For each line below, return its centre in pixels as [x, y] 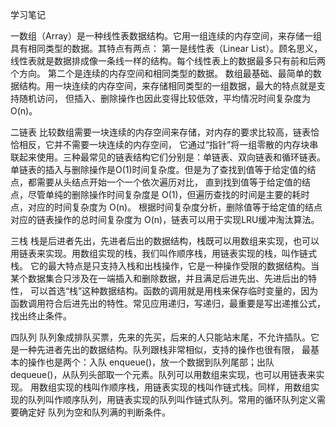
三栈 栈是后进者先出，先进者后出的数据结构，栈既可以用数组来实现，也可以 [165, 241]
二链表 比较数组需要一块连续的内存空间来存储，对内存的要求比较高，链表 [160, 132]
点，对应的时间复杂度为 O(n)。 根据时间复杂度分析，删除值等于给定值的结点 [166, 207]
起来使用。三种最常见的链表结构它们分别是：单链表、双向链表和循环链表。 [172, 157]
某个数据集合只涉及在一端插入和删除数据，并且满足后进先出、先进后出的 [159, 278]
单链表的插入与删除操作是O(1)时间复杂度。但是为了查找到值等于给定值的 [159, 169]
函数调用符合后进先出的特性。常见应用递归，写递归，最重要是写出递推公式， [168, 303]
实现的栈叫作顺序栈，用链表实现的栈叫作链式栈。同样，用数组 [183, 387]
